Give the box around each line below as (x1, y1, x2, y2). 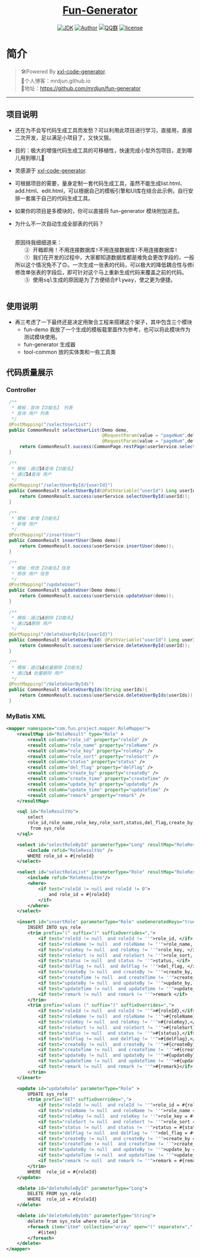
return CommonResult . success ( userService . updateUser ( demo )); (19, 593, 174, 599)
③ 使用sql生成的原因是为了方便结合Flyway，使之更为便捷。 (24, 276, 176, 283)
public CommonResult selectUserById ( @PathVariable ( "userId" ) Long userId (8, 488, 196, 494)
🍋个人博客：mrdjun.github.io (20, 77, 91, 84)
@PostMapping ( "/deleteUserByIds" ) (8, 681, 95, 687)
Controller (6, 385, 36, 394)
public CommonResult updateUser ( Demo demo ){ (8, 587, 121, 593)
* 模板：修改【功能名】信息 (11, 565, 70, 571)
